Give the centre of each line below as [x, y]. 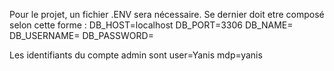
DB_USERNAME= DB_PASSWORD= [81, 35]
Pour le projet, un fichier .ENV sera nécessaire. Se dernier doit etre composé [167, 14]
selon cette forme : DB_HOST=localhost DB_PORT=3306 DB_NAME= [151, 25]
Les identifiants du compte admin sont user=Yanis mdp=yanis [136, 55]
